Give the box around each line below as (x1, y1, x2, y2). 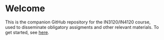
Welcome (5, 3, 45, 14)
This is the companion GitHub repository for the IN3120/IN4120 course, (5, 19, 151, 25)
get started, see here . (5, 29, 50, 35)
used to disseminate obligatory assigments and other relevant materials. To (5, 24, 159, 30)
